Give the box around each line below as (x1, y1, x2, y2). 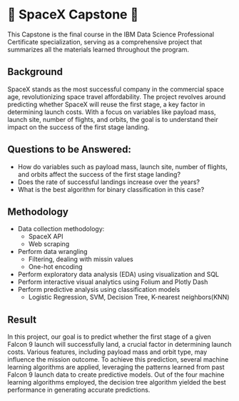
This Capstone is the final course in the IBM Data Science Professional (7, 30, 215, 39)
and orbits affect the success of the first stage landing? (17, 170, 180, 178)
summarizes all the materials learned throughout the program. (7, 45, 190, 54)
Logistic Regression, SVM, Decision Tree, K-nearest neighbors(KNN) (28, 293, 230, 302)
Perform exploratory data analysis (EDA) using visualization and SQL (17, 270, 220, 279)
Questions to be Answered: (7, 143, 132, 156)
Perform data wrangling (17, 248, 88, 256)
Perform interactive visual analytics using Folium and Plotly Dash (17, 278, 208, 286)
